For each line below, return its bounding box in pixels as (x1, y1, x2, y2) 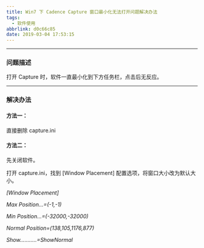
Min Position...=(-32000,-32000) (6, 212, 89, 219)
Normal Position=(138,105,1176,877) (6, 224, 95, 232)
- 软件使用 (12, 20, 36, 26)
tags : (6, 15, 20, 21)
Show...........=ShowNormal (6, 236, 73, 243)
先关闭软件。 (6, 156, 38, 164)
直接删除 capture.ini (6, 126, 56, 134)
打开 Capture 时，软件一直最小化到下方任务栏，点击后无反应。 (6, 74, 163, 81)
